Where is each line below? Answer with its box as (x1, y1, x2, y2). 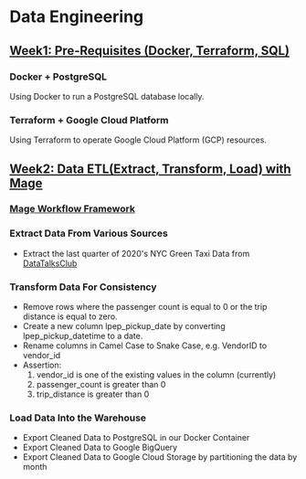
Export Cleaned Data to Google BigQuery (22, 442, 178, 453)
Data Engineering (9, 6, 144, 27)
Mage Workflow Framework (9, 203, 135, 216)
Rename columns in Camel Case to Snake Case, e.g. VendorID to (22, 340, 268, 351)
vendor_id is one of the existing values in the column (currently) (36, 369, 277, 380)
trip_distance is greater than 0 (36, 389, 150, 399)
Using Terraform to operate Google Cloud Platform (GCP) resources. (9, 134, 268, 145)
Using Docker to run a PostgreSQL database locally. (9, 90, 205, 101)
